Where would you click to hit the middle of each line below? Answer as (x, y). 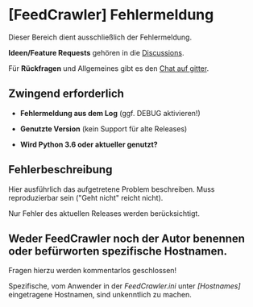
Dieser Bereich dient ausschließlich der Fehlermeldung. (100, 37)
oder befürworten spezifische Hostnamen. (118, 251)
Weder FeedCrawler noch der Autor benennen (127, 238)
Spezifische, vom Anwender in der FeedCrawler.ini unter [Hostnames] (124, 286)
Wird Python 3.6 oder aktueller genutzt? (89, 144)
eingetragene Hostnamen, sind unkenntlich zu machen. (100, 295)
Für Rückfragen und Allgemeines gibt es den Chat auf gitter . (109, 68)
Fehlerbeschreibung (60, 170)
